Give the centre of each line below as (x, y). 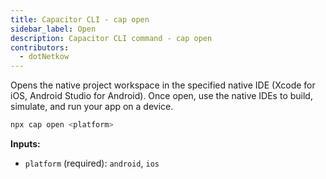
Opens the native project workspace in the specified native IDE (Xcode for (163, 85)
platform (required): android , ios (92, 163)
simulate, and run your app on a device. (92, 107)
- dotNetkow (44, 57)
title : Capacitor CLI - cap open (80, 19)
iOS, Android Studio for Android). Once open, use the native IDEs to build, (161, 96)
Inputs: (25, 144)
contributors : (40, 47)
